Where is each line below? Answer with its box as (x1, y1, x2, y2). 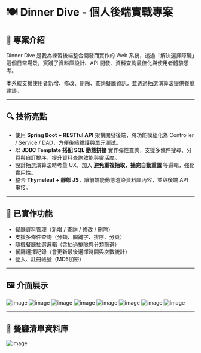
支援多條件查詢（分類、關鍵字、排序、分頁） (14, 233, 126, 240)
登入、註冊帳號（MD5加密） (14, 255, 85, 263)
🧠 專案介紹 (6, 35, 45, 45)
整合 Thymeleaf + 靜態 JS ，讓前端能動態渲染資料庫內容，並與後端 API (14, 176, 188, 183)
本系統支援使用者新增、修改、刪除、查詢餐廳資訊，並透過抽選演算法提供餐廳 (6, 80, 195, 87)
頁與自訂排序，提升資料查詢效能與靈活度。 (14, 154, 120, 161)
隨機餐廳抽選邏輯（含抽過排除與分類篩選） (14, 241, 120, 248)
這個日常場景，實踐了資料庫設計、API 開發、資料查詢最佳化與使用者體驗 (6, 59, 184, 66)
